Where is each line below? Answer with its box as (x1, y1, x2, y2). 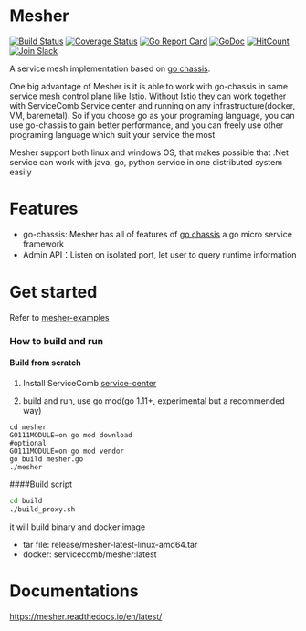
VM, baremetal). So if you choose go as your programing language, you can (9, 110, 295, 121)
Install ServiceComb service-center (22, 377, 157, 388)
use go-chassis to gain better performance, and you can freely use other (9, 120, 284, 131)
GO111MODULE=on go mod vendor (9, 447, 125, 456)
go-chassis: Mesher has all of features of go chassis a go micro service (22, 228, 292, 239)
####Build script (9, 479, 73, 489)
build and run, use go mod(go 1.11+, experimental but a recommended (22, 394, 285, 406)
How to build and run (9, 334, 104, 347)
